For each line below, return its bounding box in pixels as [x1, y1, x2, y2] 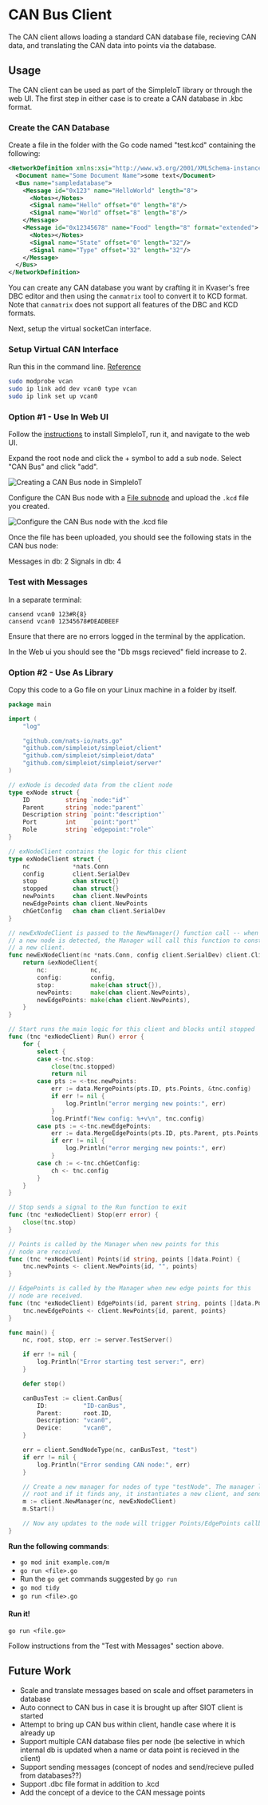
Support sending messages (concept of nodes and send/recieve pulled [19, 1762, 254, 1771]
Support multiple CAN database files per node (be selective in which [19, 1736, 246, 1746]
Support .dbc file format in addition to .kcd [19, 1779, 160, 1788]
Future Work [8, 1664, 72, 1678]
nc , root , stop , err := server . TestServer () [22, 1336, 173, 1344]
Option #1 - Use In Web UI [8, 411, 109, 423]
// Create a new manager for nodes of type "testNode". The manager [22, 1482, 255, 1490]
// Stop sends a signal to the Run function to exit [8, 1203, 187, 1212]
